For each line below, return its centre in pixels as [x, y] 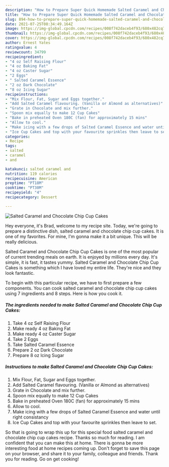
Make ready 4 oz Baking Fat [41, 328]
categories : [18, 137]
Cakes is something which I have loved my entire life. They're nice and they [83, 267]
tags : [11, 146]
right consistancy [30, 417]
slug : [11, 19]
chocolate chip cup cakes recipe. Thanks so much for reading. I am [75, 437]
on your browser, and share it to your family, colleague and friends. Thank [82, 453]
